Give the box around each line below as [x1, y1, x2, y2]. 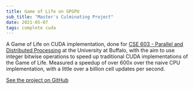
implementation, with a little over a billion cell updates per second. [6, 65, 165, 73]
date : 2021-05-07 [6, 19, 49, 25]
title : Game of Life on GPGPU [6, 8, 80, 15]
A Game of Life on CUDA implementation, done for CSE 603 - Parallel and [6, 41, 183, 48]
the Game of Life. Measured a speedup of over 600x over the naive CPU [6, 59, 181, 66]
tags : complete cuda [6, 24, 57, 31]
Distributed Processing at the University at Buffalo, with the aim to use [6, 47, 175, 54]
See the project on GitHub [6, 77, 69, 84]
